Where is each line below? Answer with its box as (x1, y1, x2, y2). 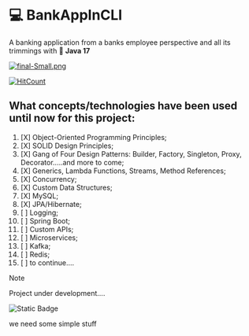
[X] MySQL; (20, 190, 58, 201)
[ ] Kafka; (20, 241, 51, 250)
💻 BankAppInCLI (9, 6, 123, 24)
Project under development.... (9, 288, 106, 297)
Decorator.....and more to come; (20, 157, 124, 167)
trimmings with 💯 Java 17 (9, 46, 91, 55)
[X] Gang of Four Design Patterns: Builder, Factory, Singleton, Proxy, (20, 149, 243, 158)
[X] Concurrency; (20, 174, 77, 183)
